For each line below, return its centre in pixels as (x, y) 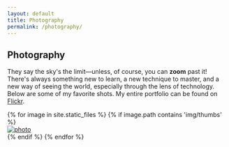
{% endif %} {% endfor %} (46, 137)
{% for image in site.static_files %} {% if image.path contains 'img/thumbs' (114, 115)
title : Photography (36, 20)
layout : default (31, 14)
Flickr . (16, 101)
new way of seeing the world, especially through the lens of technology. (111, 86)
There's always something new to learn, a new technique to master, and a (113, 79)
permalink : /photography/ (45, 26)
